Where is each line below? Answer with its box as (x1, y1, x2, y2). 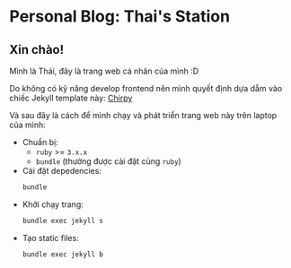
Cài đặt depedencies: (22, 166, 101, 176)
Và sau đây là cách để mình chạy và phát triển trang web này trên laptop (9, 110, 278, 120)
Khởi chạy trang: (22, 199, 84, 210)
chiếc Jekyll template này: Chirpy (9, 92, 133, 103)
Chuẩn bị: (22, 137, 58, 147)
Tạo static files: (22, 232, 79, 243)
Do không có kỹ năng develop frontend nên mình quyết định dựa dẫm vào (9, 83, 283, 93)
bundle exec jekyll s (22, 216, 103, 225)
